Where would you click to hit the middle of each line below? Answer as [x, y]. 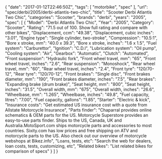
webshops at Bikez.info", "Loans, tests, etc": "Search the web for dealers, [79, 141]
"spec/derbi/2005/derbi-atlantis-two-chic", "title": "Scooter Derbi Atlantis [79, 12]
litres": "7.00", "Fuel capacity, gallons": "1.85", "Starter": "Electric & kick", [78, 100]
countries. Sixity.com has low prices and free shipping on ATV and [72, 131]
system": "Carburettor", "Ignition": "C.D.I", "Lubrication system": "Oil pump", [81, 48]
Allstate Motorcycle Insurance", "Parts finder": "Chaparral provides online [78, 110]
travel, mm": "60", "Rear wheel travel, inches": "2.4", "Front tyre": [70, 69]
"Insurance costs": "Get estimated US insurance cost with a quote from [76, 105]
